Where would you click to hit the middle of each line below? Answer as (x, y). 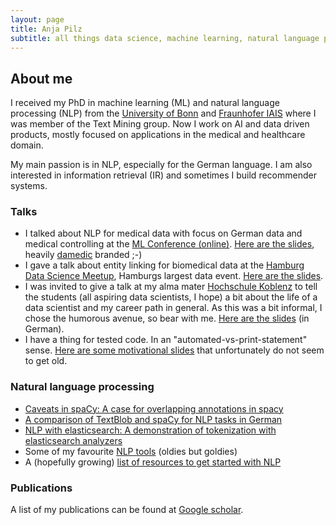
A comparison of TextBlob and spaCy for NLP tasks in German (153, 419)
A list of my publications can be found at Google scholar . (127, 510)
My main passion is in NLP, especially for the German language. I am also (161, 165)
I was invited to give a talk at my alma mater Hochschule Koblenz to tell (171, 287)
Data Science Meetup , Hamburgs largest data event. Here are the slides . (174, 276)
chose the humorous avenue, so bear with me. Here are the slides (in (167, 318)
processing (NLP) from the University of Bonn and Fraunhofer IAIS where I (163, 113)
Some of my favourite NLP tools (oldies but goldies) (131, 451)
